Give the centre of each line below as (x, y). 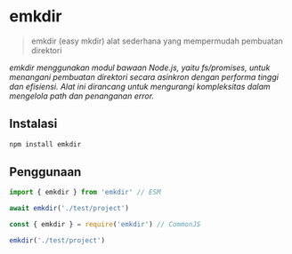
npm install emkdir (45, 144)
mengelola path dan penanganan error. (81, 96)
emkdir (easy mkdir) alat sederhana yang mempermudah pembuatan (157, 41)
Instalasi (33, 124)
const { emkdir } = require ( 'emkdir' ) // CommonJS (105, 225)
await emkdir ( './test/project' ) (69, 209)
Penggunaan (45, 172)
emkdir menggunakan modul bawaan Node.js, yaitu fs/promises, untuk (140, 67)
